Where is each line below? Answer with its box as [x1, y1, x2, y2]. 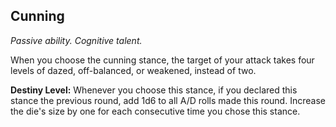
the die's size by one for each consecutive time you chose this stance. [10, 105, 301, 117]
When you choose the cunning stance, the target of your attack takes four [10, 54, 315, 66]
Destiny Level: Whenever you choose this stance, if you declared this [10, 84, 298, 96]
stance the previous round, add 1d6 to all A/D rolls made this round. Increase [10, 94, 326, 106]
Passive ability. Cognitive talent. [10, 34, 143, 46]
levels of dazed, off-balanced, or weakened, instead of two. [10, 64, 257, 76]
